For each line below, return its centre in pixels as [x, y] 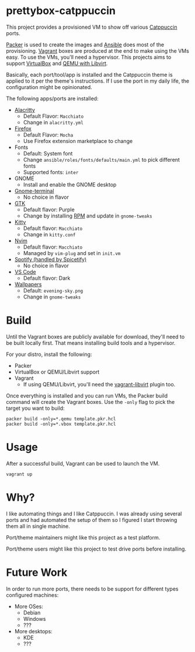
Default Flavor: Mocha [48, 135]
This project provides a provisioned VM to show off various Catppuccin [92, 27]
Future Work [37, 572]
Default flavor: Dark [47, 278]
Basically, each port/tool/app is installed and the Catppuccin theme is [90, 74]
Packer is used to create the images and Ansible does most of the [85, 45]
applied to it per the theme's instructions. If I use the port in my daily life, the [98, 81]
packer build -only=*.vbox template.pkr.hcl [61, 424]
